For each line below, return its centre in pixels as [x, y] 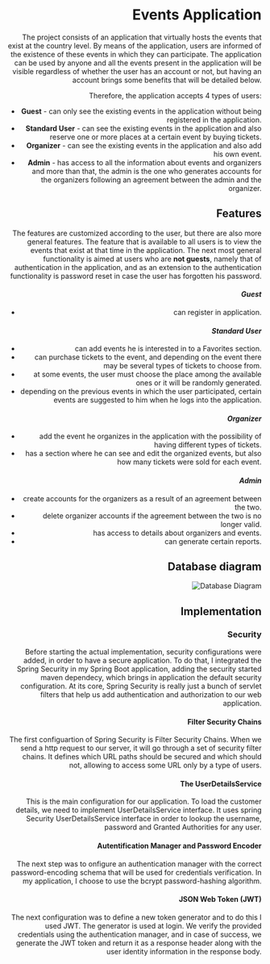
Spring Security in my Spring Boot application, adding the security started [139, 669]
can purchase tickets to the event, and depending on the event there [148, 357]
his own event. [237, 154]
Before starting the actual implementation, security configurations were [143, 652]
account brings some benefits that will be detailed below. [167, 80]
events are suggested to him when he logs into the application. [158, 400]
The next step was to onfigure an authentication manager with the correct [139, 863]
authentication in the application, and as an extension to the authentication [138, 267]
